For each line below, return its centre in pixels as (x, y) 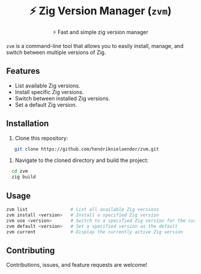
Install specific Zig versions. (49, 92)
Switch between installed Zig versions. (63, 98)
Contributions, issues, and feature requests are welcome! (77, 265)
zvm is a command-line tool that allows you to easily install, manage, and (95, 46)
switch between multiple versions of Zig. (56, 52)
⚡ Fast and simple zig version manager (100, 32)
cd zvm (20, 171)
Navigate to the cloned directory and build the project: (81, 160)
